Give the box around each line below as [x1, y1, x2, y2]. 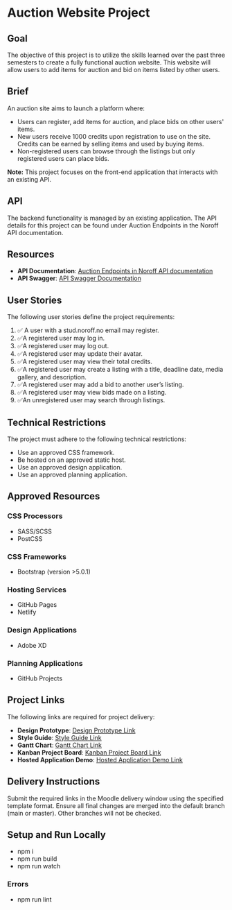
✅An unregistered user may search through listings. [17, 396, 166, 404]
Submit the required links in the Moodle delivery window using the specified [7, 794, 224, 802]
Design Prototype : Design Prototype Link [17, 726, 136, 735]
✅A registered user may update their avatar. [17, 350, 143, 358]
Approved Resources [7, 490, 100, 502]
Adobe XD [17, 641, 47, 649]
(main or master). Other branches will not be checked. [7, 809, 161, 817]
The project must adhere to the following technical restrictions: [7, 435, 187, 443]
